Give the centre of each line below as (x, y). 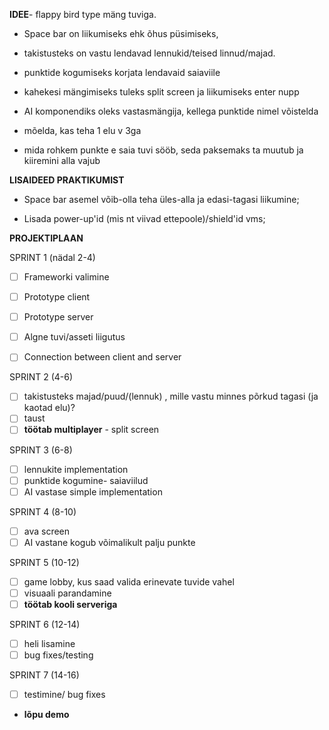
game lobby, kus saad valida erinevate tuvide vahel (129, 581)
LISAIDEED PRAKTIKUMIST (67, 180)
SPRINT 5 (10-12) (44, 562)
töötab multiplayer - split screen (91, 430)
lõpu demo (46, 715)
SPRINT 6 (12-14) (45, 624)
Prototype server (58, 317)
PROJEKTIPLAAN (46, 238)
